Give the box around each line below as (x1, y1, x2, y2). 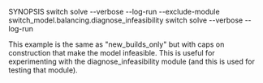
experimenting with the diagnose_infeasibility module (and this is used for (8, 56, 256, 66)
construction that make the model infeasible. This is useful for (8, 48, 215, 57)
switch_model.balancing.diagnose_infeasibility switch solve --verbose (8, 15, 244, 25)
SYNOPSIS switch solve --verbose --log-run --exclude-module (8, 7, 221, 16)
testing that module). (8, 65, 79, 75)
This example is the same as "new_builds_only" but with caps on (8, 39, 225, 49)
